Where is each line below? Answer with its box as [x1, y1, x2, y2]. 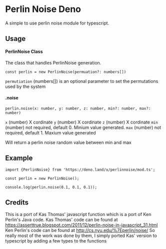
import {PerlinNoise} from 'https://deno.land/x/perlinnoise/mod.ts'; [5, 167, 155, 172]
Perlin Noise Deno [5, 3, 81, 15]
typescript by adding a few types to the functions [5, 238, 107, 244]
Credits [5, 198, 29, 206]
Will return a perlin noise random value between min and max [5, 139, 131, 145]
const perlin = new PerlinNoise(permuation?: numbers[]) [5, 69, 126, 74]
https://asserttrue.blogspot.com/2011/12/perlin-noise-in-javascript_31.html [5, 222, 158, 228]
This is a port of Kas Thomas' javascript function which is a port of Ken [5, 211, 151, 217]
